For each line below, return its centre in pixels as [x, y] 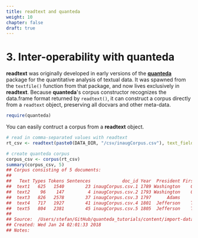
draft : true [21, 28]
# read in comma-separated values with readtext [67, 138]
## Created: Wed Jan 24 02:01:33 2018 [54, 225]
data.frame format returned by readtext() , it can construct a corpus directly [98, 98]
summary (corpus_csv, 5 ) [35, 165]
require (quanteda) [29, 115]
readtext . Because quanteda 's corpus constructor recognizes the [86, 92]
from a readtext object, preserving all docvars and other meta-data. [88, 105]
